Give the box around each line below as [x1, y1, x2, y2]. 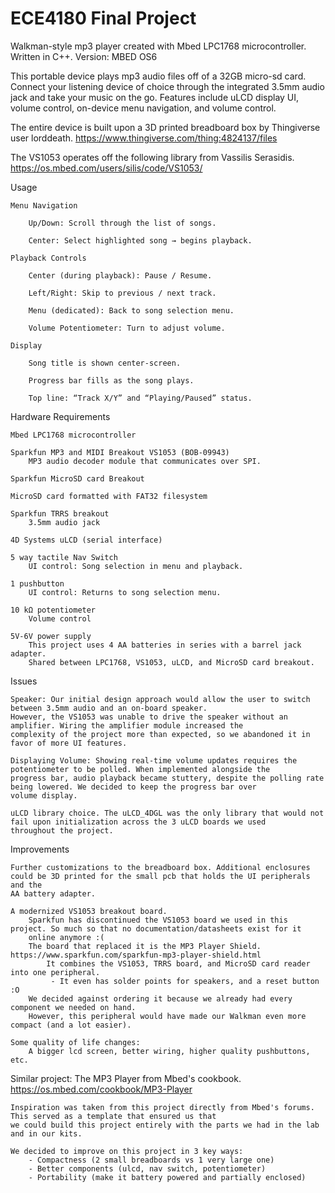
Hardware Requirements [10, 410, 111, 422]
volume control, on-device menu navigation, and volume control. [10, 102, 277, 114]
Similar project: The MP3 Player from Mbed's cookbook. [10, 1072, 242, 1084]
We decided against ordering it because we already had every [28, 993, 293, 1004]
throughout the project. [10, 825, 114, 836]
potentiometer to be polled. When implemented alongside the [10, 764, 271, 774]
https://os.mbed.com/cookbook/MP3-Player [10, 1083, 193, 1095]
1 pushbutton [10, 578, 65, 589]
